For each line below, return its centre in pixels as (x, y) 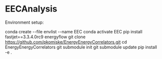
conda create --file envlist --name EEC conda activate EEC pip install (74, 31)
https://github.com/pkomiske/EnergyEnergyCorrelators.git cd (66, 42)
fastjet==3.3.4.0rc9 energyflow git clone (45, 37)
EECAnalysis (31, 9)
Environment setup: (24, 22)
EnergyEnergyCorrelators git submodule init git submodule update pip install (81, 47)
